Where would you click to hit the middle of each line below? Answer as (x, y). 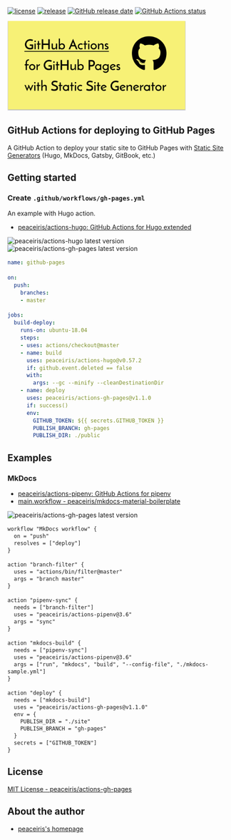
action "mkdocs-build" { (44, 643)
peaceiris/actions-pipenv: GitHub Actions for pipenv (94, 493)
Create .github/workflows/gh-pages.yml (76, 198)
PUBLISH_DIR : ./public (67, 436)
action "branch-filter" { (46, 564)
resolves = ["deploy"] (47, 543)
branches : (35, 292)
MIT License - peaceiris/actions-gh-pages (70, 789)
